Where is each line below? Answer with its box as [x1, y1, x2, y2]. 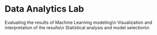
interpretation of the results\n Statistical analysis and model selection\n [4, 24, 150, 30]
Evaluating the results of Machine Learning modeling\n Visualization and [4, 19, 153, 25]
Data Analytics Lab [4, 3, 84, 15]
